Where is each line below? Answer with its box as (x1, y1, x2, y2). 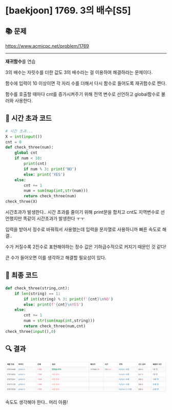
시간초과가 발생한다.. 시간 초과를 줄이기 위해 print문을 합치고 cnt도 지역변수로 (5, 209, 160, 215)
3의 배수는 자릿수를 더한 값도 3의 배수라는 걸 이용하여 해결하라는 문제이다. (5, 69, 153, 75)
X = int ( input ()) (5, 134, 42, 139)
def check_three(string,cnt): (5, 286, 70, 291)
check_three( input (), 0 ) (5, 329, 56, 334)
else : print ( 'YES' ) (24, 172, 66, 177)
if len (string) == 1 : (14, 291, 60, 296)
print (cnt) (24, 161, 47, 166)
